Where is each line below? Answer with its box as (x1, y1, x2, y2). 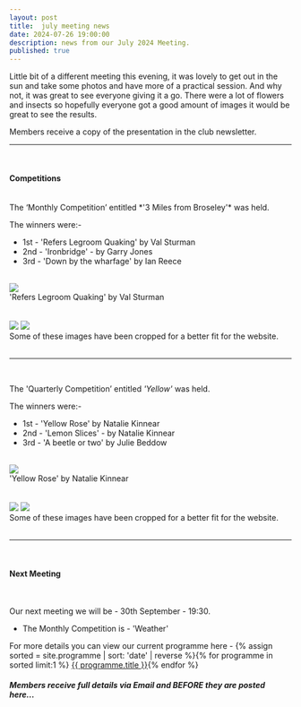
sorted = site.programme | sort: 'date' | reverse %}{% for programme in (9, 650, 273, 660)
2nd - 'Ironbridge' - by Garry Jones (21, 246, 153, 257)
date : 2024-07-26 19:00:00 (9, 30, 110, 39)
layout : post (9, 13, 58, 22)
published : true (9, 47, 70, 56)
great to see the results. (9, 109, 98, 120)
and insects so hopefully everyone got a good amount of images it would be (9, 99, 290, 110)
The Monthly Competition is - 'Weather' (21, 623, 168, 634)
